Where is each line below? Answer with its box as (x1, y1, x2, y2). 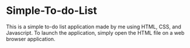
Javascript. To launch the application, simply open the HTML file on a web (6, 29, 185, 36)
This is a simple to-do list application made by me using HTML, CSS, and (6, 23, 181, 30)
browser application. (6, 35, 56, 42)
